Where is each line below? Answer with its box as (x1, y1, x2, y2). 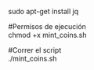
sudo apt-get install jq (8, 7, 79, 16)
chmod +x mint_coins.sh (8, 31, 88, 39)
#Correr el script (8, 46, 62, 54)
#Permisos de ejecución (8, 22, 86, 31)
